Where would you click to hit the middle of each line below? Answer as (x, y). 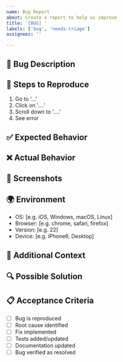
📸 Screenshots (34, 178)
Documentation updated (45, 346)
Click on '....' (30, 106)
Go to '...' (26, 99)
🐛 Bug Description (41, 64)
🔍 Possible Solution (44, 277)
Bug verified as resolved (45, 352)
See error (27, 118)
